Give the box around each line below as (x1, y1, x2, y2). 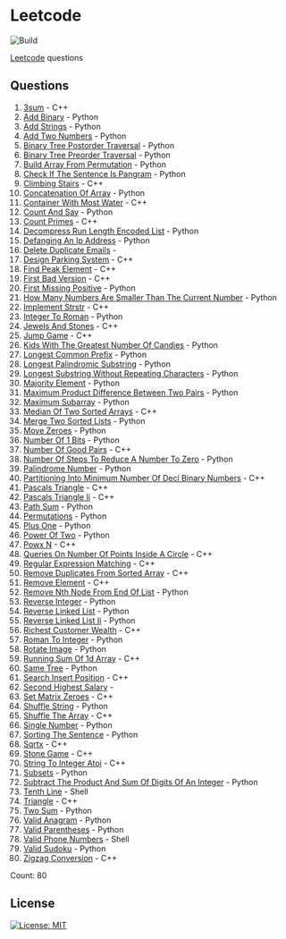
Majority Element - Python (22, 377, 120, 388)
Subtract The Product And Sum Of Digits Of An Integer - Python (22, 776, 258, 787)
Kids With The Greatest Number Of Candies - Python (22, 339, 218, 350)
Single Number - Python (22, 719, 113, 730)
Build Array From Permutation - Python (22, 158, 166, 170)
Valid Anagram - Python (22, 815, 112, 825)
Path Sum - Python (22, 501, 93, 512)
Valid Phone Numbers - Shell (22, 833, 130, 844)
